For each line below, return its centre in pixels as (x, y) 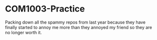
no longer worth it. (24, 32)
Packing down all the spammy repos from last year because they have (75, 22)
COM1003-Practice (45, 9)
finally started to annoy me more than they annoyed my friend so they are (78, 27)
